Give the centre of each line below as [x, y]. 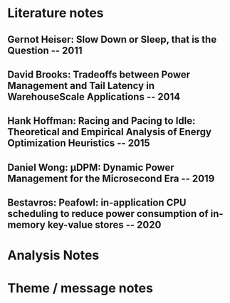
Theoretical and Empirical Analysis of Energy [110, 132]
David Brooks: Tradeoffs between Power [99, 74]
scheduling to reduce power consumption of [108, 214]
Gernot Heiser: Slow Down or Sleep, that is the [112, 39]
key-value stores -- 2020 [104, 225]
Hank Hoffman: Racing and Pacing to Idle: [101, 121]
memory [27, 225]
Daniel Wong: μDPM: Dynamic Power [91, 168]
